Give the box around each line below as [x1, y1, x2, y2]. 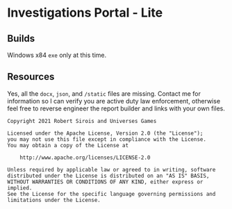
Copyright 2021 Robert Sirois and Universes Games [7, 117, 157, 124]
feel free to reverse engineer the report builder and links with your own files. [7, 104, 226, 112]
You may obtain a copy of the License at [7, 142, 129, 149]
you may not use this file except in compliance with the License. [7, 135, 207, 143]
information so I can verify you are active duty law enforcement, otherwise [7, 97, 221, 105]
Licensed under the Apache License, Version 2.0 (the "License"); [7, 130, 204, 137]
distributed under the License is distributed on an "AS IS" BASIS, [7, 172, 210, 179]
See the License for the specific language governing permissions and [7, 190, 216, 197]
